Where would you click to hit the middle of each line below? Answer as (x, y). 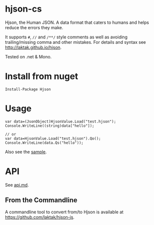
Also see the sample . (26, 152)
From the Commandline (41, 200)
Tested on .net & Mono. (28, 56)
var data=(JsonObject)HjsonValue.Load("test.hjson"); (61, 121)
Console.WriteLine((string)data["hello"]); (50, 126)
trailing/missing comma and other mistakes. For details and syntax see (76, 42)
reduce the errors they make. (34, 27)
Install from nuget (42, 77)
